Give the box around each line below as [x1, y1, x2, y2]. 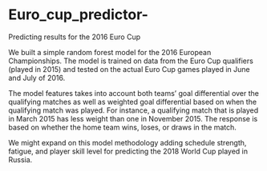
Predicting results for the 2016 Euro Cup [8, 32, 141, 42]
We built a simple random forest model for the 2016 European [8, 47, 212, 57]
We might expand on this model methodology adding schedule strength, [8, 137, 247, 147]
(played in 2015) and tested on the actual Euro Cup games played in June [8, 64, 250, 74]
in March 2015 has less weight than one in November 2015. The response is [8, 113, 258, 123]
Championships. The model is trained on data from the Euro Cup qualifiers [8, 56, 254, 66]
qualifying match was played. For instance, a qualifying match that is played [8, 105, 259, 115]
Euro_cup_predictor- [8, 6, 148, 24]
